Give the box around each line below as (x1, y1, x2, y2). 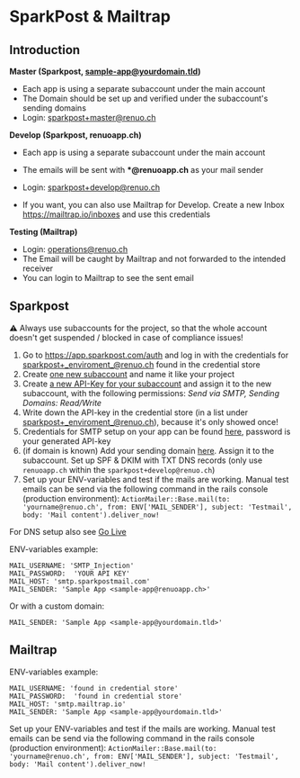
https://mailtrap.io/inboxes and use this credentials (22, 209, 211, 220)
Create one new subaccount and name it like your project (22, 368, 235, 379)
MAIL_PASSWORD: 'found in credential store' (9, 692, 182, 701)
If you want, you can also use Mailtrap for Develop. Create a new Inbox (22, 200, 286, 210)
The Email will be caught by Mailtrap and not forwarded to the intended (22, 254, 286, 264)
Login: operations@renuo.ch (22, 244, 128, 254)
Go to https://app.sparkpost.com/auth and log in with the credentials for (22, 349, 289, 360)
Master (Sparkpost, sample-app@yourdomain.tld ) (9, 66, 201, 77)
